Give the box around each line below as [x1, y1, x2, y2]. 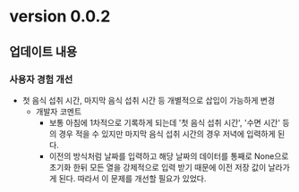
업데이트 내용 [9, 44, 78, 59]
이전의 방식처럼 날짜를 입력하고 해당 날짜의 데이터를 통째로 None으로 [48, 150, 289, 162]
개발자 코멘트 [35, 105, 82, 117]
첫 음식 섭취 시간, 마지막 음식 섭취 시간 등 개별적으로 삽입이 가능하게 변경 [21, 95, 276, 105]
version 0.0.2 [9, 6, 111, 27]
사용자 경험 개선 [9, 73, 73, 86]
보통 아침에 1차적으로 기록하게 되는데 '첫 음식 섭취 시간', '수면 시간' [48, 117, 280, 128]
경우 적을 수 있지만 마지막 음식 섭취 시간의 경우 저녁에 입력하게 [58, 128, 276, 139]
